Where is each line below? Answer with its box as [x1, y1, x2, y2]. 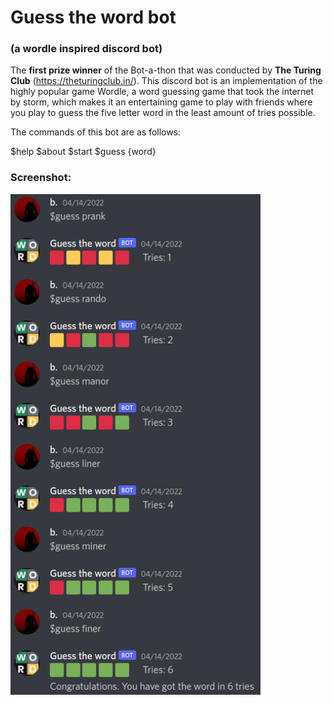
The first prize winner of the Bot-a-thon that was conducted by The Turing [10, 64, 322, 76]
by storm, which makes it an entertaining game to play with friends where [10, 96, 313, 108]
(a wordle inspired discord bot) [10, 42, 163, 56]
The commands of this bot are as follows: [10, 126, 182, 138]
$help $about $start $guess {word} [10, 146, 157, 158]
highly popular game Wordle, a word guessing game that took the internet [10, 86, 315, 98]
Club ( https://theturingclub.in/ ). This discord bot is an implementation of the [10, 75, 323, 87]
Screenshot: [10, 171, 72, 185]
